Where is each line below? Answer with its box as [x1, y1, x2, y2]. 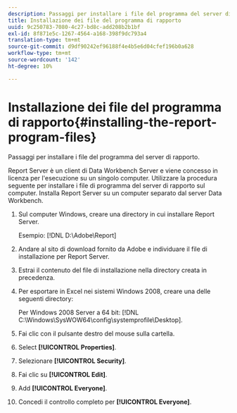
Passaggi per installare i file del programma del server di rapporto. [8, 152, 200, 161]
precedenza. [18, 273, 56, 282]
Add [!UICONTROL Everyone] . [18, 383, 108, 392]
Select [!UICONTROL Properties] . [18, 343, 117, 351]
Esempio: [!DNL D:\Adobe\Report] [18, 230, 117, 240]
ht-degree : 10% [8, 63, 53, 70]
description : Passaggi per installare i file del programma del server [8, 10, 222, 18]
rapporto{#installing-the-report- [21, 114, 217, 130]
